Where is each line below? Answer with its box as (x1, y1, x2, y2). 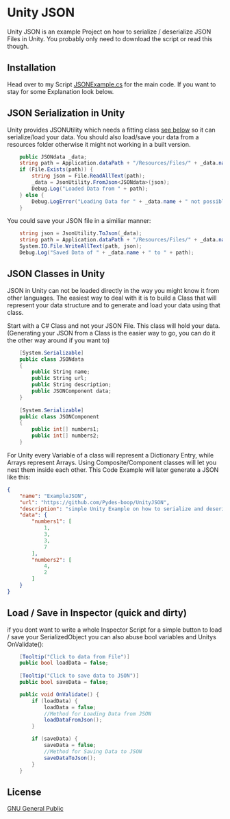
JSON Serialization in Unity (7, 108, 125, 119)
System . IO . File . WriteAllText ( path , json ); (19, 243, 142, 250)
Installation (7, 62, 56, 73)
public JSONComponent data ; (31, 388, 112, 394)
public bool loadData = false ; (19, 660, 109, 667)
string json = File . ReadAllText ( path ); (31, 173, 146, 180)
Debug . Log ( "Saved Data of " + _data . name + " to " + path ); (19, 249, 194, 257)
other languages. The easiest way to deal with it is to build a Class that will (7, 294, 217, 302)
